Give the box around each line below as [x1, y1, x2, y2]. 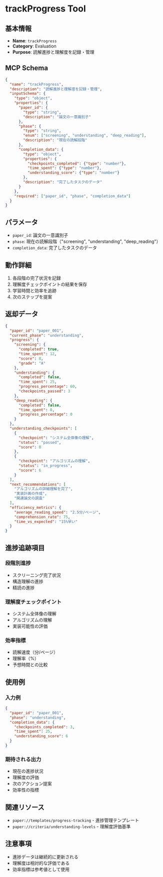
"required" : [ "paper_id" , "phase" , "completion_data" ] [14, 193, 131, 198]
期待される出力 [5, 756, 41, 763]
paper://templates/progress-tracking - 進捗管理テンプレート [12, 817, 139, 823]
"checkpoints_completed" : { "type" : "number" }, [27, 161, 126, 166]
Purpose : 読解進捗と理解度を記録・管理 [12, 49, 94, 55]
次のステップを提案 [12, 294, 52, 300]
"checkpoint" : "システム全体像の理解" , [18, 435, 94, 440]
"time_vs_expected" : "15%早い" [14, 519, 78, 524]
